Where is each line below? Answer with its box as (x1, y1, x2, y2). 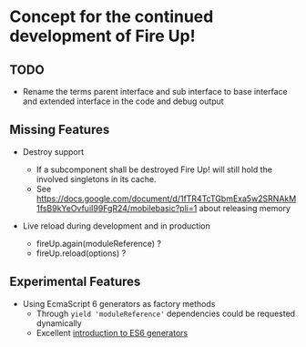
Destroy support (22, 146, 85, 157)
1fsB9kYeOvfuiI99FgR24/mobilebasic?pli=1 (36, 202, 198, 213)
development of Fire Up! (9, 26, 196, 46)
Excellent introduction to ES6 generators (36, 327, 189, 338)
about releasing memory (199, 202, 291, 213)
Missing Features (9, 122, 110, 138)
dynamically (36, 317, 82, 329)
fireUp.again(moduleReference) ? (36, 238, 162, 249)
